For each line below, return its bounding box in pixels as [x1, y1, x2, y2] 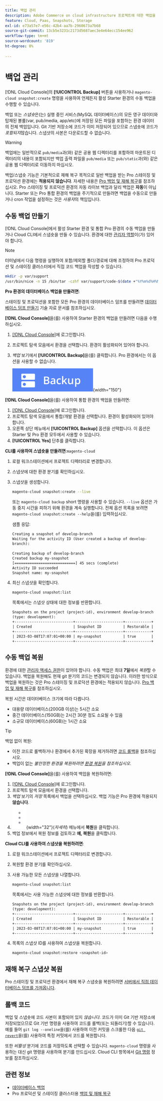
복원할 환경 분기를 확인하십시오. [12, 861, 72, 867]
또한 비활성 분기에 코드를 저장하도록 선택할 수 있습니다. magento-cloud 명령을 [5, 1043, 151, 1049]
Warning [5, 139, 22, 145]
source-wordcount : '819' [5, 39, 55, 44]
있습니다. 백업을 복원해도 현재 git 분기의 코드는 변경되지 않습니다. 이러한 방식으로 [5, 673, 158, 679]
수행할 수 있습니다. [5, 101, 40, 107]
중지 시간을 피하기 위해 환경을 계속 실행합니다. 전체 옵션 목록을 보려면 [17, 505, 148, 511]
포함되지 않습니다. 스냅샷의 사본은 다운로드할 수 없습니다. [5, 129, 112, 136]
